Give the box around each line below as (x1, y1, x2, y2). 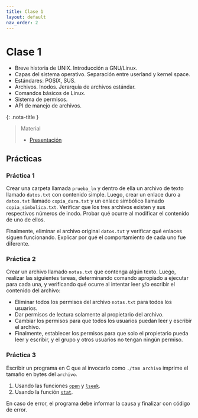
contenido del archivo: (6, 287, 61, 294)
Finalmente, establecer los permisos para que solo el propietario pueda (14, 330, 189, 337)
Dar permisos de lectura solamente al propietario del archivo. (14, 311, 164, 318)
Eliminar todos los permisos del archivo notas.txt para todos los (14, 299, 173, 306)
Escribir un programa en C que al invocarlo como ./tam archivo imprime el (6, 364, 189, 371)
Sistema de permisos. (14, 96, 68, 103)
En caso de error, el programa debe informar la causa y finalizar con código (6, 400, 190, 407)
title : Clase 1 (6, 8, 44, 15)
